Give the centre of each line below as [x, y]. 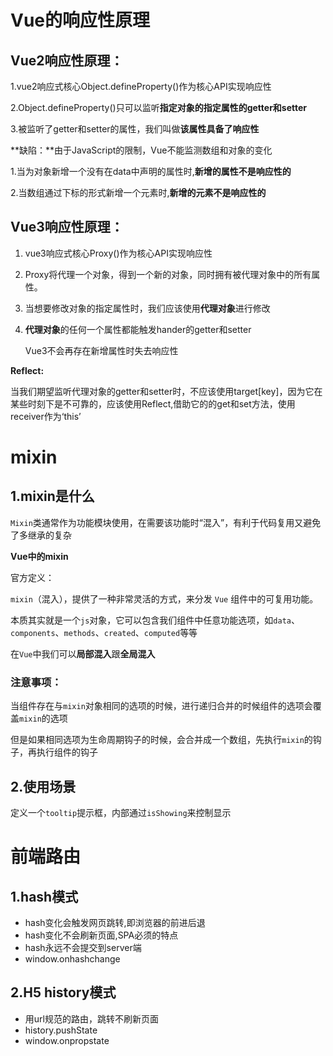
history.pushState [61, 1030]
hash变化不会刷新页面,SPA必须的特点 [101, 935]
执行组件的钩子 [67, 752]
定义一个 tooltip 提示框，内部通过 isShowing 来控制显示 [121, 812]
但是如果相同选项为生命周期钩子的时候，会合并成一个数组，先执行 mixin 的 [161, 740]
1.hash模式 [44, 896]
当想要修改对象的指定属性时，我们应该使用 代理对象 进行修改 [147, 308]
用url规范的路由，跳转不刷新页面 [91, 1018]
